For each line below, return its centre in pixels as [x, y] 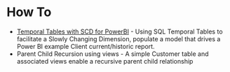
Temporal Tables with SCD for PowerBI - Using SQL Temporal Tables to [120, 31]
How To [29, 12]
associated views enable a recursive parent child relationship [105, 61]
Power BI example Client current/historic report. [86, 46]
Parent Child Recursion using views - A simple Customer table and [113, 54]
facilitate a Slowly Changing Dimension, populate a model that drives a [119, 38]
